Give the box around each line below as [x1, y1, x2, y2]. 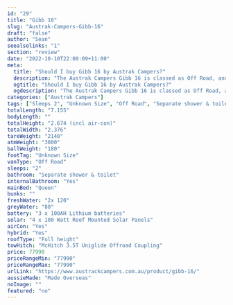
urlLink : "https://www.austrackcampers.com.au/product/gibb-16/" [7, 268, 200, 274]
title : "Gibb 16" [7, 17, 58, 24]
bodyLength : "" [7, 113, 51, 120]
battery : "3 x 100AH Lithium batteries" [7, 210, 126, 217]
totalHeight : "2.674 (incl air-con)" [7, 119, 116, 127]
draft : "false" [7, 29, 51, 37]
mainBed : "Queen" [7, 184, 58, 191]
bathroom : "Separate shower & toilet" [7, 171, 119, 178]
